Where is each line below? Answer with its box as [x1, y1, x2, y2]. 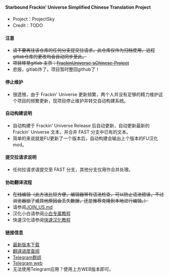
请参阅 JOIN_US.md [12, 204, 53, 210]
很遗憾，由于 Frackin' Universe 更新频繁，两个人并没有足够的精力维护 [12, 91, 159, 97]
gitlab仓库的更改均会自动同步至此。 [12, 53, 87, 60]
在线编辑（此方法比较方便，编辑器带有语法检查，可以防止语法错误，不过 [12, 191, 164, 198]
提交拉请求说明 [5, 154, 37, 160]
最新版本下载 [12, 242, 40, 248]
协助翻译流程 [5, 179, 32, 185]
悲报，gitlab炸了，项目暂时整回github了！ [12, 66, 100, 72]
